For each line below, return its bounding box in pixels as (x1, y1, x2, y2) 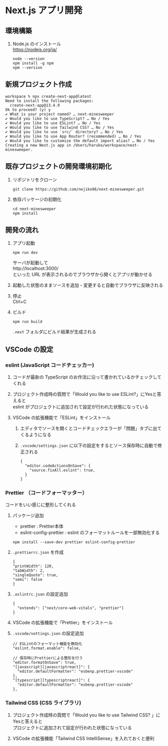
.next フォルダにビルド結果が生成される (12, 329, 97, 335)
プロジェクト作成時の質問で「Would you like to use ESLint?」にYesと (12, 391, 157, 397)
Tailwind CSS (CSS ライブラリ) (5, 699, 81, 706)
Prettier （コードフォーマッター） (5, 490, 88, 497)
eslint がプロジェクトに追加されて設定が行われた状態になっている (12, 404, 149, 410)
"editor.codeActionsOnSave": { (24, 463, 91, 469)
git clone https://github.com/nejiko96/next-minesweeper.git (12, 186, 145, 192)
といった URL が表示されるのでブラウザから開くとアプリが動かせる (12, 272, 153, 278)
